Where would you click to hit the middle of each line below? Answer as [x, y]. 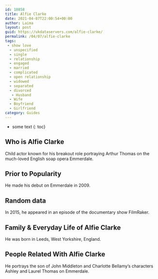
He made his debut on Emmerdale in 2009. [48, 185]
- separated [22, 86]
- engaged [19, 63]
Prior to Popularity [33, 174]
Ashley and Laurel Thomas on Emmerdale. [47, 271]
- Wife [16, 100]
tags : [10, 41]
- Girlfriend [23, 109]
